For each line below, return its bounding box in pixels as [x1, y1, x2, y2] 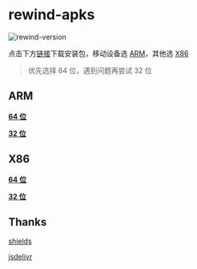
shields [8, 236, 32, 246]
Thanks [8, 215, 47, 229]
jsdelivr [8, 252, 33, 262]
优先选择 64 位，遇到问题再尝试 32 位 [27, 66, 152, 75]
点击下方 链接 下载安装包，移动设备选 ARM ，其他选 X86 [8, 48, 189, 58]
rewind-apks [8, 6, 95, 24]
